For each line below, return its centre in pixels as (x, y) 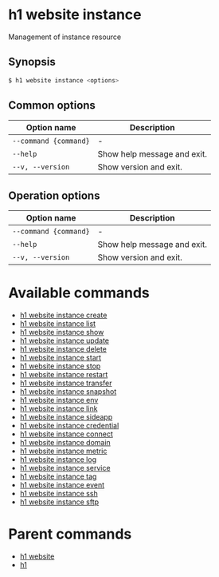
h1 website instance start (61, 358)
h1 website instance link (59, 408)
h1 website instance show (62, 332)
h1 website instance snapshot (68, 392)
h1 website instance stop (60, 366)
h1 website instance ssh (59, 494)
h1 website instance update (65, 340)
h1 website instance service (65, 468)
